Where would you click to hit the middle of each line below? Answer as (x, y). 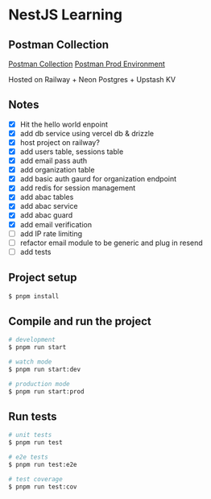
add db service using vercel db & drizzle (87, 133)
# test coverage (35, 479)
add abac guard (46, 215)
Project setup (43, 278)
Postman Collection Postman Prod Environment (87, 64)
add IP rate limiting (51, 233)
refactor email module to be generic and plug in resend (111, 243)
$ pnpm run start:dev (45, 369)
